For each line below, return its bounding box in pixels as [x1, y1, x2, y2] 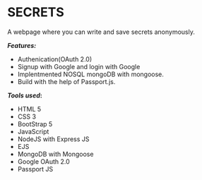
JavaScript [17, 127, 49, 136]
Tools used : [7, 91, 42, 100]
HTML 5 [17, 104, 42, 113]
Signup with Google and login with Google [17, 62, 141, 71]
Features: [7, 41, 37, 49]
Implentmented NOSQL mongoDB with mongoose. [17, 70, 165, 78]
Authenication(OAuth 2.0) [17, 54, 93, 64]
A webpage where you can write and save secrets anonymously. [7, 28, 196, 36]
